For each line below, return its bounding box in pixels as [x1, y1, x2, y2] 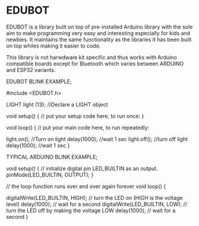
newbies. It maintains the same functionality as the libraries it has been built [6, 36, 192, 43]
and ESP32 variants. [6, 66, 56, 73]
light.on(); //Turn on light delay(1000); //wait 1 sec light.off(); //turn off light [6, 135, 188, 143]
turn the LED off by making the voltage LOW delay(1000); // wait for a [6, 206, 176, 214]
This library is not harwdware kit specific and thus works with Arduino [6, 54, 177, 61]
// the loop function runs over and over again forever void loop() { [6, 183, 166, 190]
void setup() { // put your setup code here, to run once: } [6, 112, 144, 120]
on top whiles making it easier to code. [6, 42, 101, 49]
